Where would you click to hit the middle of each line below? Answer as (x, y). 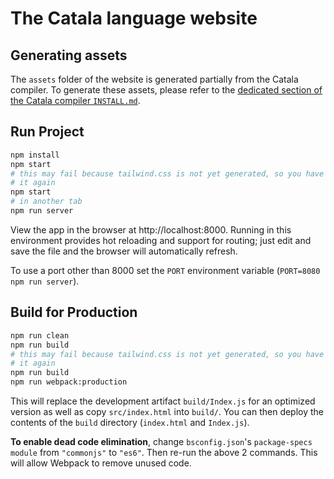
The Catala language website (134, 18)
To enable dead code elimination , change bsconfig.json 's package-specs (161, 441)
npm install (35, 155)
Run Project (47, 132)
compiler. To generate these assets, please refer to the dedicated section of (166, 90)
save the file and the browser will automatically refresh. (124, 251)
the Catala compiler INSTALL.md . (75, 100)
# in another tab (46, 202)
